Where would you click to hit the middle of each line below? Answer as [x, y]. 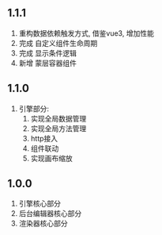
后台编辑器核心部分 [50, 214]
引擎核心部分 [40, 204]
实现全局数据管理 [58, 118]
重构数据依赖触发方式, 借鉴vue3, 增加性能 [87, 33]
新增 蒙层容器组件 [47, 63]
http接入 [44, 138]
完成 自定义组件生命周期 [58, 43]
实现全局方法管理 [58, 128]
